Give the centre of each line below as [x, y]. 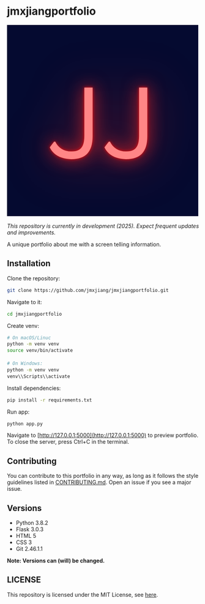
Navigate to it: [24, 302]
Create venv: [23, 326]
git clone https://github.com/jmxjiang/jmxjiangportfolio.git [88, 290]
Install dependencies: [34, 388]
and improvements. [31, 232]
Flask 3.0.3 [30, 529]
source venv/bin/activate [40, 351]
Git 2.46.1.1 [29, 549]
